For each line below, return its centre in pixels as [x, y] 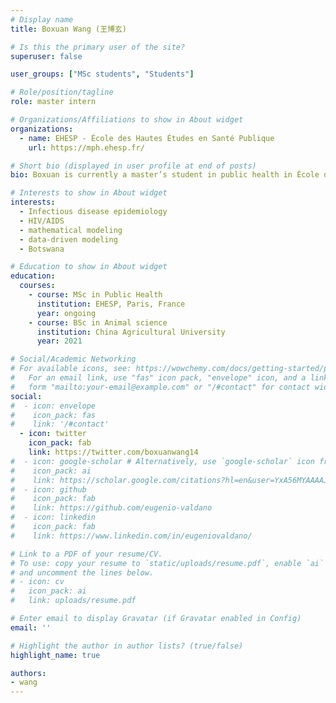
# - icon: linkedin [53, 517]
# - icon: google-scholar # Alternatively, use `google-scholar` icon [162, 461]
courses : [37, 286]
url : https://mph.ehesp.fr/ [86, 147]
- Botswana [42, 249]
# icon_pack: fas [53, 415]
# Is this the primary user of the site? [98, 47]
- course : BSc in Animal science [98, 322]
